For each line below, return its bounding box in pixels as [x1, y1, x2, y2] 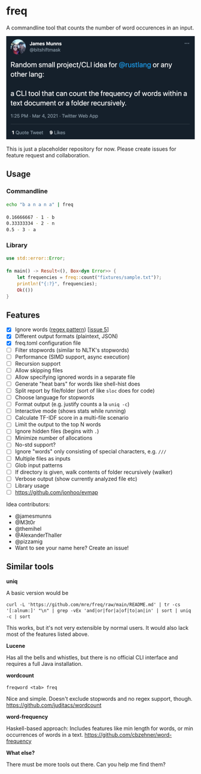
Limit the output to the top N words [14, 421, 102, 428]
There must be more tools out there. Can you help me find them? [6, 761, 166, 768]
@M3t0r [14, 518, 36, 526]
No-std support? [14, 441, 56, 449]
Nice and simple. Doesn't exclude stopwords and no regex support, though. [6, 695, 193, 702]
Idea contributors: [6, 500, 50, 508]
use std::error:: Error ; [6, 255, 66, 262]
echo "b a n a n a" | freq [6, 201, 74, 208]
